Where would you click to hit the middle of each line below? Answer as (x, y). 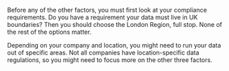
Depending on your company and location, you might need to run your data (114, 45)
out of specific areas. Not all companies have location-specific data (103, 52)
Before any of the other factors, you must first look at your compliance (107, 10)
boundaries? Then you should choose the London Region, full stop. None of (115, 24)
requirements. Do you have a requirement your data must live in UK (102, 17)
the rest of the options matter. (49, 32)
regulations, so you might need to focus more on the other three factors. (110, 60)
